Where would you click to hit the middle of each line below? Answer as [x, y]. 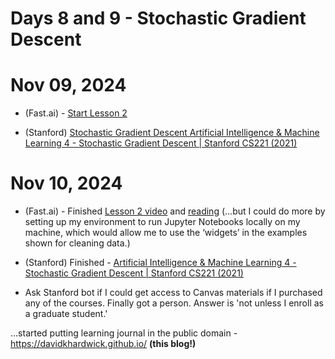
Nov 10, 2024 [66, 183]
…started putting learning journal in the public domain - [124, 333]
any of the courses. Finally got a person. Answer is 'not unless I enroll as [174, 303]
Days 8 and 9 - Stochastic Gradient [158, 18]
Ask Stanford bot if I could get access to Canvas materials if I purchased [173, 293]
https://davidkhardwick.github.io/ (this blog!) [103, 344]
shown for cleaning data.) [77, 243]
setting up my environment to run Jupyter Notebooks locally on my [162, 222]
